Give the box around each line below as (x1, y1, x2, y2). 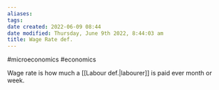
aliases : (7, 10, 33, 17)
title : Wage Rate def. (7, 36, 73, 43)
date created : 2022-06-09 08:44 (7, 23, 101, 30)
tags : (7, 17, 23, 24)
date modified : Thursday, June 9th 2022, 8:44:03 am (7, 29, 164, 37)
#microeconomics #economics (7, 55, 96, 63)
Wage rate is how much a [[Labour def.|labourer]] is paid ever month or (7, 69, 213, 77)
